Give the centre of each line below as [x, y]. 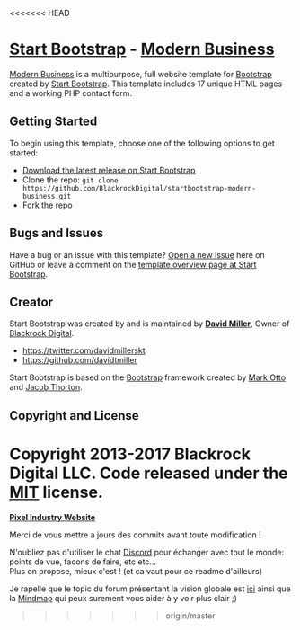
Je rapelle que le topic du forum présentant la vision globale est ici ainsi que [150, 589]
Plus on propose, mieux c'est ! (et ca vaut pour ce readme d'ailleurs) [136, 571]
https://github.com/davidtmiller [79, 360]
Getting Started [53, 122]
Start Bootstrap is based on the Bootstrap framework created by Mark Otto [147, 377]
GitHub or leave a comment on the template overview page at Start [133, 264]
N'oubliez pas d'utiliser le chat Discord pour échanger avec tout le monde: [147, 552]
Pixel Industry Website [53, 517]
